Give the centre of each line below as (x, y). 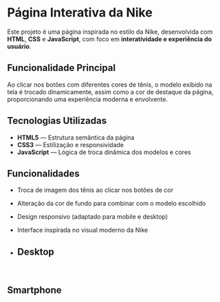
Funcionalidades (44, 173)
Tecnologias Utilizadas (57, 121)
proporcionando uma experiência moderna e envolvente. (88, 99)
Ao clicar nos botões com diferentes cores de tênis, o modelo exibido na (110, 85)
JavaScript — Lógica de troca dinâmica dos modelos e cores (104, 152)
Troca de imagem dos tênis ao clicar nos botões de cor (95, 190)
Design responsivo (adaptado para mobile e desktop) (92, 217)
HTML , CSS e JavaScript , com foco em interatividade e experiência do (109, 39)
